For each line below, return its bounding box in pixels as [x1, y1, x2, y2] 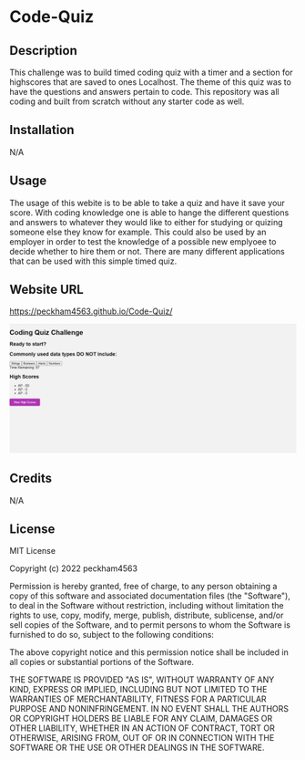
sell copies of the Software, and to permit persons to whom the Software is [9, 619, 291, 630]
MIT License [9, 546, 56, 557]
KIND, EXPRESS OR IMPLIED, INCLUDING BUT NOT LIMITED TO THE [9, 684, 268, 695]
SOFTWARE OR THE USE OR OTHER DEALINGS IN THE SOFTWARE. [9, 742, 265, 754]
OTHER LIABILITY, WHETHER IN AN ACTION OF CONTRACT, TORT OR [9, 723, 275, 734]
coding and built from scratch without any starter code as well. [9, 96, 245, 107]
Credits [9, 471, 53, 486]
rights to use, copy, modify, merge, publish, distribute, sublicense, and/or [9, 609, 284, 621]
